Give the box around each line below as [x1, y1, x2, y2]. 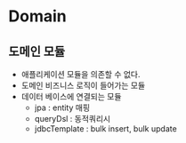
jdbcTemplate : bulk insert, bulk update [34, 123, 177, 134]
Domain [8, 6, 68, 27]
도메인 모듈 [8, 44, 66, 59]
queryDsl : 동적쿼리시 [34, 114, 111, 123]
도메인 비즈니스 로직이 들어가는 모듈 [20, 80, 146, 91]
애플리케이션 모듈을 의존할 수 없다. [20, 69, 141, 79]
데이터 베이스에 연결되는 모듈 [20, 91, 122, 101]
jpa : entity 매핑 [34, 102, 91, 113]
